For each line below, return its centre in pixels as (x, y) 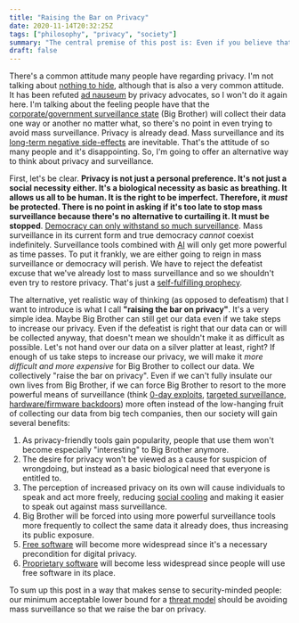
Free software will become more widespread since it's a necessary (145, 545)
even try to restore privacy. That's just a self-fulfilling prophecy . (126, 283)
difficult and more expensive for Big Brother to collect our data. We (132, 366)
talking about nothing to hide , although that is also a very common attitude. (147, 86)
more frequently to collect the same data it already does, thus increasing (155, 526)
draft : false (33, 51)
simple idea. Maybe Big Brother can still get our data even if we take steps (145, 319)
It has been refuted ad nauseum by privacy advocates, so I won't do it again (148, 95)
